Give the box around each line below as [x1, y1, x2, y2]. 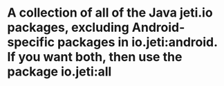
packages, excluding [7, 19, 129, 35]
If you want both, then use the [7, 49, 183, 65]
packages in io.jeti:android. [57, 35, 218, 50]
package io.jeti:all [7, 64, 112, 80]
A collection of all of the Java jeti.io [7, 5, 213, 21]
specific [7, 35, 55, 50]
